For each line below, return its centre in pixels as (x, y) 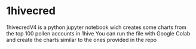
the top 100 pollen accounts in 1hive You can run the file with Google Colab (98, 33)
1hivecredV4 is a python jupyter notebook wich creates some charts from (97, 27)
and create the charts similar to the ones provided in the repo (82, 40)
